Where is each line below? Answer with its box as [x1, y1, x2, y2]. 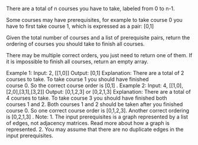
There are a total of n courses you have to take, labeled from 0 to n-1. [6, 5, 176, 12]
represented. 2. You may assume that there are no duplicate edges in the [6, 126, 184, 133]
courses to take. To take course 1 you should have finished [6, 76, 149, 83]
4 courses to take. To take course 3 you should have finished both [6, 94, 167, 101]
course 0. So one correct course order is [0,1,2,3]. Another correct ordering [6, 107, 190, 114]
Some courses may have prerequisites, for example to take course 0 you [6, 17, 183, 23]
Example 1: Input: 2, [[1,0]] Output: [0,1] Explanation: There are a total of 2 [6, 70, 184, 76]
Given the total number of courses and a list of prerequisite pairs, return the [6, 34, 190, 41]
